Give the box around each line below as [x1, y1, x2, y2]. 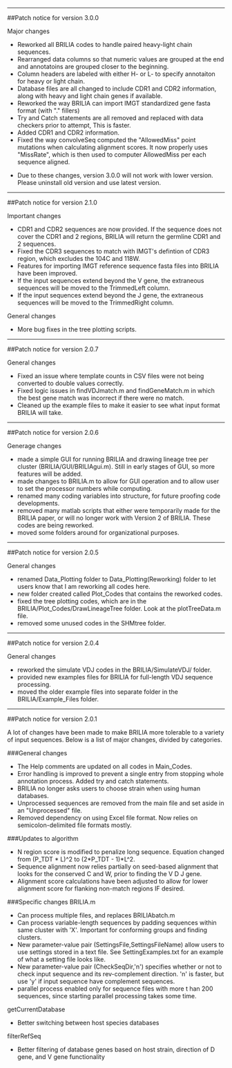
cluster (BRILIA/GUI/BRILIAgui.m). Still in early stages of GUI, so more [17, 463, 215, 470]
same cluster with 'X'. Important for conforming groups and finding [17, 926, 208, 934]
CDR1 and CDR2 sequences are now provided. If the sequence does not [17, 225, 222, 233]
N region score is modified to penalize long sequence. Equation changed [17, 848, 224, 856]
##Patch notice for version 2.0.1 [7, 715, 97, 723]
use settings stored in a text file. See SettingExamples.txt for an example [17, 948, 224, 956]
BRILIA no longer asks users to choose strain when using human [17, 784, 201, 793]
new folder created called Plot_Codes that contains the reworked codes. [17, 590, 223, 598]
